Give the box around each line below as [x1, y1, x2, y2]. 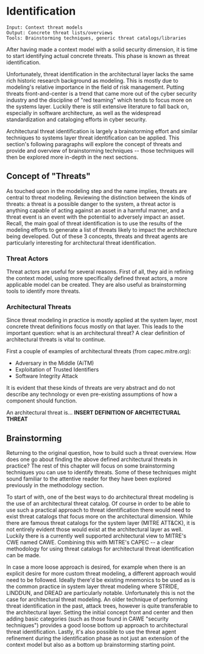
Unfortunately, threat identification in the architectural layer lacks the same [6, 70, 194, 77]
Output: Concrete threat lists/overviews [6, 29, 113, 36]
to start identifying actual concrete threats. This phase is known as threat [6, 52, 190, 59]
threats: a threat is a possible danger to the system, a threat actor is [6, 200, 176, 208]
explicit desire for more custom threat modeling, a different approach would [6, 570, 196, 577]
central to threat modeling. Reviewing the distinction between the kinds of [6, 194, 192, 201]
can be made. [6, 552, 41, 559]
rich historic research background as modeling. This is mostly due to [6, 77, 178, 84]
